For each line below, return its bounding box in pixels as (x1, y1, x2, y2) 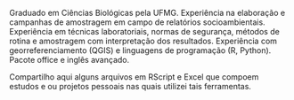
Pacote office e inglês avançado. (9, 55, 130, 65)
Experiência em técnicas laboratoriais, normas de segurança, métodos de (9, 27, 281, 36)
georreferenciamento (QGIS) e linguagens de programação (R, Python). (9, 45, 272, 56)
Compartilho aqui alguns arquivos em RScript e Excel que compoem (9, 72, 259, 82)
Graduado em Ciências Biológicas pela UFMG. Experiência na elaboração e (9, 8, 286, 18)
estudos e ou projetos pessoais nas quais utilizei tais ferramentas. (9, 81, 252, 91)
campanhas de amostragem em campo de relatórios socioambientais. (9, 17, 265, 27)
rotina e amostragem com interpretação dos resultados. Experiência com (9, 35, 278, 46)
